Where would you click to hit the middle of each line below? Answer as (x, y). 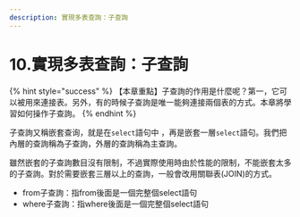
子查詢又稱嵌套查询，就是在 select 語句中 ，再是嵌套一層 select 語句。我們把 (148, 132)
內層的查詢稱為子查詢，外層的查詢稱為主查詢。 (95, 143)
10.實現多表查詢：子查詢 (99, 64)
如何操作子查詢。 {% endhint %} (77, 113)
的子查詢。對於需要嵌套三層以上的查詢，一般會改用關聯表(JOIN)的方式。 (143, 173)
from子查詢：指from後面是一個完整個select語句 (110, 192)
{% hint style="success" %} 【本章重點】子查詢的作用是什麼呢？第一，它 (145, 91)
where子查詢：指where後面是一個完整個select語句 (115, 204)
